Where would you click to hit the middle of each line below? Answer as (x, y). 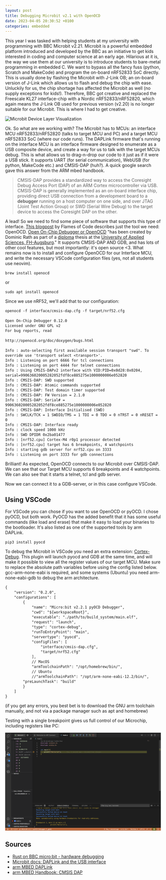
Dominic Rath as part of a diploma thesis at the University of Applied (75, 237)
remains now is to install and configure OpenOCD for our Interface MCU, (79, 253)
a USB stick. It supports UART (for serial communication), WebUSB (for (77, 160)
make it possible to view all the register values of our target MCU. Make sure (83, 562)
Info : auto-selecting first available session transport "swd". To (77, 351)
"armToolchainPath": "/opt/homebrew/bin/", (77, 667)
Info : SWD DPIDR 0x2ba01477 (35, 435)
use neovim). (18, 264)
